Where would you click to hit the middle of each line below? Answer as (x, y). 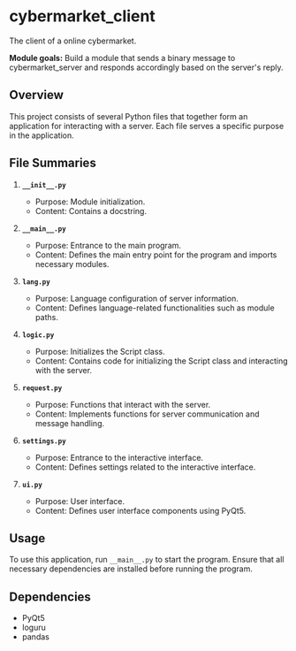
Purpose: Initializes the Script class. (100, 351)
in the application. (42, 135)
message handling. (70, 423)
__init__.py (44, 185)
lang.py (36, 282)
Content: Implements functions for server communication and (147, 414)
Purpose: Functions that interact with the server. (123, 404)
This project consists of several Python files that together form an (129, 116)
